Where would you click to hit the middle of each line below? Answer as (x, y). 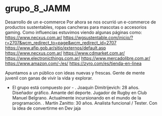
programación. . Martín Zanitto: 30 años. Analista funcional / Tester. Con (85, 103)
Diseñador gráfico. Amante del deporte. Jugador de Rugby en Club (80, 93)
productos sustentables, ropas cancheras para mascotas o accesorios (76, 27)
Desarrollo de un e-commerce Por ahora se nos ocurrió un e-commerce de (81, 22)
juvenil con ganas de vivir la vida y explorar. (49, 78)
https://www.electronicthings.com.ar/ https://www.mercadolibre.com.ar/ (78, 58)
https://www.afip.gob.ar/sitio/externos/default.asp (56, 48)
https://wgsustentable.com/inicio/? (98, 38)
